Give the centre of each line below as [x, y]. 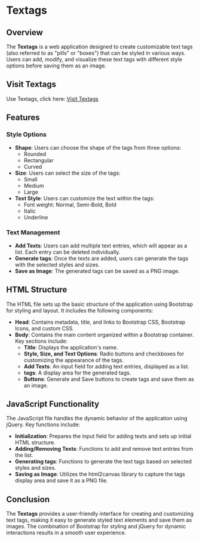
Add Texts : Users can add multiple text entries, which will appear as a [101, 246]
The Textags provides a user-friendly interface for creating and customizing [100, 514]
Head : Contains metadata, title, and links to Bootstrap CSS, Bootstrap [100, 322]
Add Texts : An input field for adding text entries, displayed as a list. [107, 366]
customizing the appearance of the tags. [74, 360]
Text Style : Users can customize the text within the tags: [85, 198]
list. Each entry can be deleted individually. [67, 252]
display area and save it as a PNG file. [61, 481]
